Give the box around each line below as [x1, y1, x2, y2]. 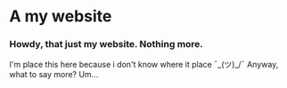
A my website [9, 6, 112, 27]
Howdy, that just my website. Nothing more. [9, 38, 203, 51]
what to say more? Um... [9, 69, 99, 80]
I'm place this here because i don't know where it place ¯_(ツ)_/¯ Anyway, [9, 60, 279, 70]
